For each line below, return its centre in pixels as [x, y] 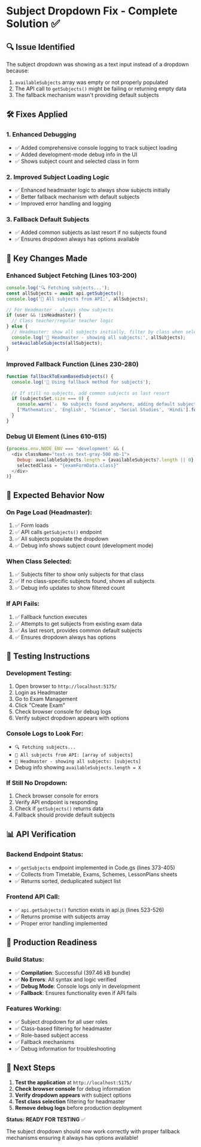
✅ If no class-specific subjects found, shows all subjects [85, 581]
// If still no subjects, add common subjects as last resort [91, 393]
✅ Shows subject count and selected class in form [77, 161]
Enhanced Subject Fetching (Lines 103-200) [72, 275]
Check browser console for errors [57, 796]
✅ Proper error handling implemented [61, 923]
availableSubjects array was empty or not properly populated [92, 82]
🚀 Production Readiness [52, 943]
